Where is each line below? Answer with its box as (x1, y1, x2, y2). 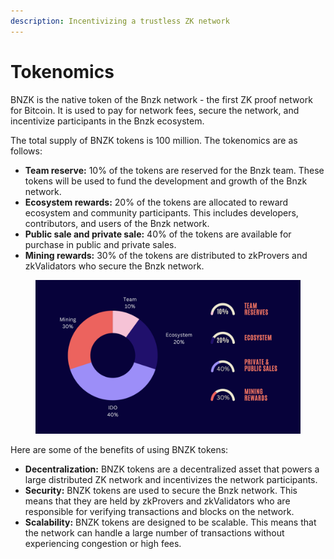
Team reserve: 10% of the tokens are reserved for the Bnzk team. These (24, 164, 325, 176)
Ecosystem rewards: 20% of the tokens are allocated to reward (24, 196, 289, 208)
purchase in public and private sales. (24, 238, 177, 250)
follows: (10, 145, 43, 157)
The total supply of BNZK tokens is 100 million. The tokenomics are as (10, 134, 298, 146)
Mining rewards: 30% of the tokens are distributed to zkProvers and (24, 249, 308, 261)
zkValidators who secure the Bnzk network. (24, 260, 205, 272)
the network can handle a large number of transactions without (24, 526, 285, 539)
